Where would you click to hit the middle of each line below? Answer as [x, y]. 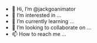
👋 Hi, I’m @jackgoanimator [44, 9]
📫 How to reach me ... [39, 34]
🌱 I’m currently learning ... [43, 21]
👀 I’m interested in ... [36, 15]
